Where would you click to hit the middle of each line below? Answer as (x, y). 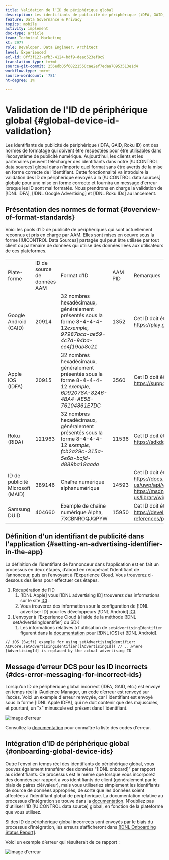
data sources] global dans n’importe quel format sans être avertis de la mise (84, 167)
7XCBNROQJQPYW (84, 518)
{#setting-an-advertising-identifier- (105, 544)
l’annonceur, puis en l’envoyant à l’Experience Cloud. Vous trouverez (76, 575)
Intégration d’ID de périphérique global (67, 744)
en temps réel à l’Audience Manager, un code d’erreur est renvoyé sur (77, 692)
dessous (14, 580)
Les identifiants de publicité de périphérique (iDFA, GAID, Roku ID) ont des (82, 145)
